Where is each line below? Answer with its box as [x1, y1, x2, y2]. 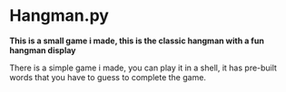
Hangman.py [9, 5, 109, 26]
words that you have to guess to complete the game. [9, 71, 207, 82]
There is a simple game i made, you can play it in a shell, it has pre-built [9, 62, 277, 73]
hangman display [9, 44, 76, 55]
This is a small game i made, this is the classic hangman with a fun [9, 35, 265, 46]
